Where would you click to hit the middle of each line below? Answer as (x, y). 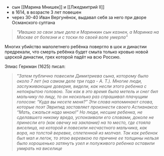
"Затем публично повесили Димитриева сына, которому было (82, 76)
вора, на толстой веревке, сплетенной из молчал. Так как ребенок (87, 133)
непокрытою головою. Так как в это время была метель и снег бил (87, 91)
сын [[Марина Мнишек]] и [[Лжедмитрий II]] (58, 7)
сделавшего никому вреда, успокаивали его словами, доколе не (85, 117)
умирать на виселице (39, 148)
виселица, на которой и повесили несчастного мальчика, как (82, 128)
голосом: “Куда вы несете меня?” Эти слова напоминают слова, (85, 102)
